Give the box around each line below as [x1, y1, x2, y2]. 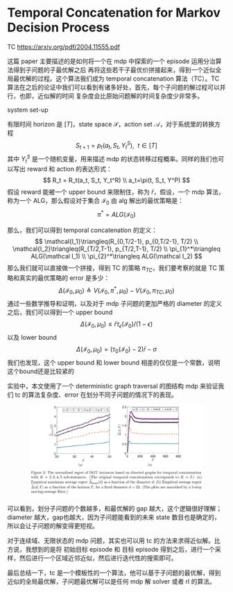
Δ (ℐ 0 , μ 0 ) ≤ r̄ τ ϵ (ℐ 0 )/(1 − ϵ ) [80, 320, 153, 330]
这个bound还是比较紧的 [7, 367, 75, 375]
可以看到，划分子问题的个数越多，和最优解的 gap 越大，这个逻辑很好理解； [7, 504, 222, 513]
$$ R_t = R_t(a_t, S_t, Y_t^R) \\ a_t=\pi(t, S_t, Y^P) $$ [42, 176, 191, 184]
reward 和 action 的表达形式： [26, 165, 113, 173]
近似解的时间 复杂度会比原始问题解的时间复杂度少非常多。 [37, 92, 203, 100]
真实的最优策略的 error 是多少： [19, 273, 110, 282]
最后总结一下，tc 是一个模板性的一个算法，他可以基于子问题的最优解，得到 [7, 568, 221, 577]
